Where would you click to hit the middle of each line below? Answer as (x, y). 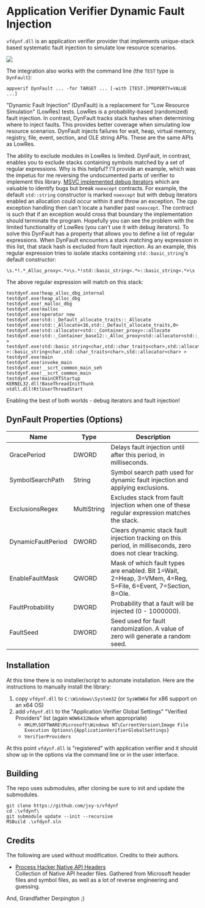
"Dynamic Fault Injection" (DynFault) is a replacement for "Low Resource (98, 105)
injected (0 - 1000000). (146, 611)
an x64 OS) (29, 705)
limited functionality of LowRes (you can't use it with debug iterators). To (98, 227)
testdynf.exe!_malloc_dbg (39, 304)
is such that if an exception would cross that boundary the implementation (99, 214)
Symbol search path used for (152, 472)
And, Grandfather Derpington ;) (45, 898)
